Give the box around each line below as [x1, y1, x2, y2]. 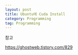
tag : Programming [5, 20, 40, 26]
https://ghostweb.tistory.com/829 [5, 44, 73, 50]
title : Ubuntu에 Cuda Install [5, 12, 66, 17]
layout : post [5, 7, 32, 12]
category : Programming [5, 16, 51, 21]
